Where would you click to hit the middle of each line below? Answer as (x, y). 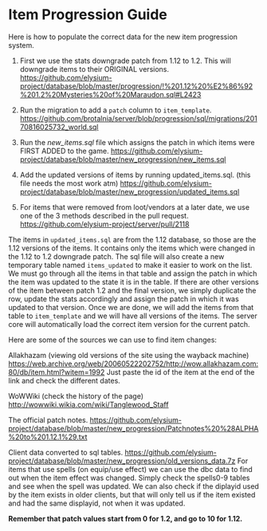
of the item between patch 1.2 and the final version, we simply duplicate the (132, 290)
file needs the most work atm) (69, 183)
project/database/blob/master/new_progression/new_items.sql (123, 159)
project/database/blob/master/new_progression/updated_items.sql (130, 191)
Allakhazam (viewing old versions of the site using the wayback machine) (129, 355)
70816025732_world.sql (59, 127)
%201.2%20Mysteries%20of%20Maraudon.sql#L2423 (110, 94)
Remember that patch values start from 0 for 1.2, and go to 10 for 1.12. (126, 518)
